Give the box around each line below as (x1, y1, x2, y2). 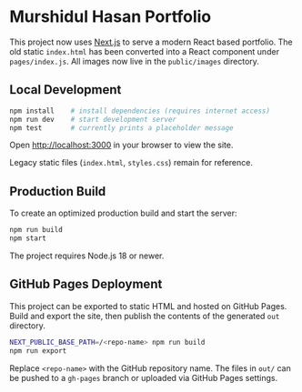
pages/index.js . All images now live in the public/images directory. (9, 55, 259, 66)
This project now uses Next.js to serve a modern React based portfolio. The (9, 36, 293, 47)
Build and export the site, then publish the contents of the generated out (9, 310, 280, 321)
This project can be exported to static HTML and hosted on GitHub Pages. (9, 300, 287, 311)
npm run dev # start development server (9, 115, 177, 124)
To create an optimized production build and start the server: (9, 207, 238, 219)
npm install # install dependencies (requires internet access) (9, 106, 271, 116)
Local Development (9, 82, 122, 97)
